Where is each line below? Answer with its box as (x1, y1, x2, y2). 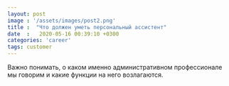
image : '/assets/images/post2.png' (7, 17, 116, 24)
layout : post (7, 10, 46, 18)
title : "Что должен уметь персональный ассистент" (7, 23, 167, 31)
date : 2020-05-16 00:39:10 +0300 (7, 30, 119, 38)
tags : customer (7, 43, 53, 50)
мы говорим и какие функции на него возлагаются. (7, 70, 164, 79)
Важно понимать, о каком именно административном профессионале (7, 63, 223, 71)
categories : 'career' (7, 37, 72, 44)
